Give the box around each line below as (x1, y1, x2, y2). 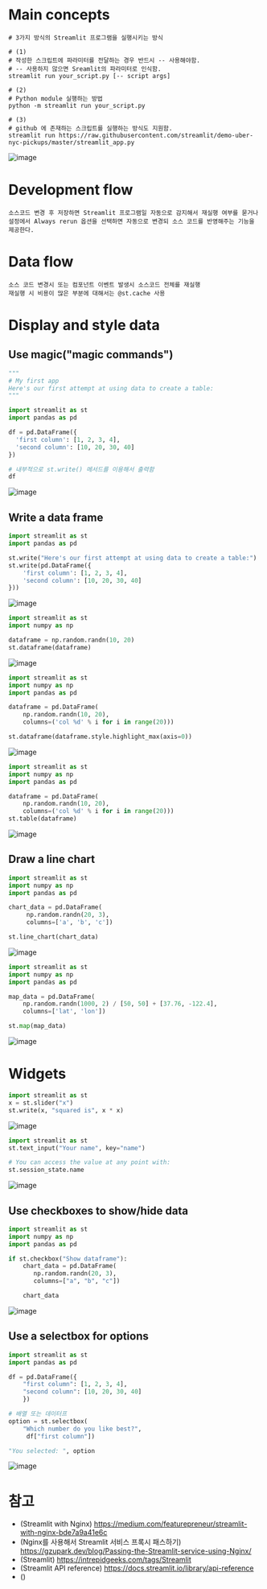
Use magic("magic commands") (8, 348, 174, 361)
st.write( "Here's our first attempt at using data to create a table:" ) (8, 554, 257, 562)
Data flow (8, 253, 74, 271)
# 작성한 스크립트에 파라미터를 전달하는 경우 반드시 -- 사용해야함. (8, 56, 201, 64)
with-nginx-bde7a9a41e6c (19, 1528, 108, 1537)
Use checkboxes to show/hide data (8, 1203, 189, 1217)
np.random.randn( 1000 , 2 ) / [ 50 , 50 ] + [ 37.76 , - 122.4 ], (23, 1000, 218, 1008)
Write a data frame (8, 510, 104, 524)
